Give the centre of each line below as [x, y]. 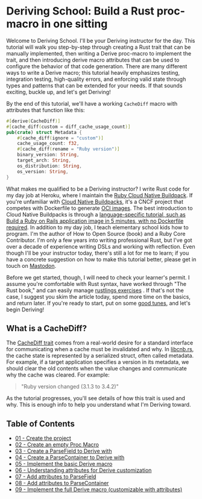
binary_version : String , [48, 155]
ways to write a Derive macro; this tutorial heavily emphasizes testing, [93, 72]
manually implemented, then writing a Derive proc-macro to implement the [99, 53]
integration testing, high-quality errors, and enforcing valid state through [96, 79]
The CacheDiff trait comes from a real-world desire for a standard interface [100, 343]
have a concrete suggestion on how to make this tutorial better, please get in [101, 259]
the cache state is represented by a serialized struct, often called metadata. [100, 356]
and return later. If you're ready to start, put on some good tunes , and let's [99, 303]
